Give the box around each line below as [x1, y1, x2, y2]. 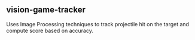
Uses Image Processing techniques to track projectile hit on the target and [6, 20, 190, 27]
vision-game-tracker [6, 5, 86, 15]
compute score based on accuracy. [6, 27, 94, 34]
